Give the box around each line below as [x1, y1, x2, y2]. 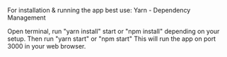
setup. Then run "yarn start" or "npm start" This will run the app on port [7, 34, 216, 43]
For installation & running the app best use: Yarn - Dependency [7, 6, 191, 14]
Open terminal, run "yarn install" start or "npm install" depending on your [7, 27, 220, 35]
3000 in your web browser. [7, 42, 86, 50]
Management [7, 13, 46, 22]
